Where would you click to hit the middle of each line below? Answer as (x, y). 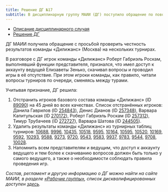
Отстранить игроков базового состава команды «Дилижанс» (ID (82, 100)
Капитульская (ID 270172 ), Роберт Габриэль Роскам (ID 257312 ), (81, 115)
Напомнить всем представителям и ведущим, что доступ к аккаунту (86, 147)
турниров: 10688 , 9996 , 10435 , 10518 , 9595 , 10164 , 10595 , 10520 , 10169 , (88, 131)
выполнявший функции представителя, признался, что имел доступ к (80, 64)
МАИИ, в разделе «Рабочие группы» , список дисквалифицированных (81, 178)
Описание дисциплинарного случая (51, 29)
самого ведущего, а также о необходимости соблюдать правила (82, 158)
